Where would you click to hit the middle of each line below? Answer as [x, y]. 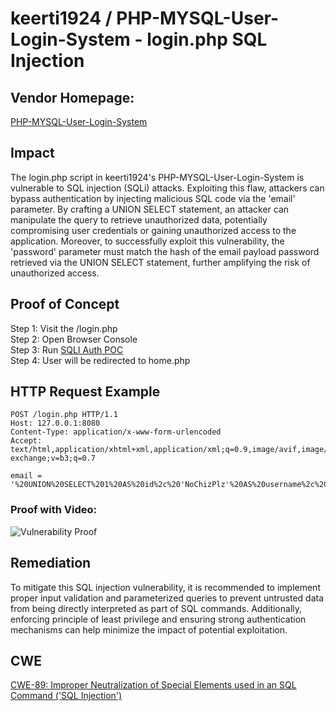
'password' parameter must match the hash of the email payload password [165, 251]
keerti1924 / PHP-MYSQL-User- [145, 18]
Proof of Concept [65, 304]
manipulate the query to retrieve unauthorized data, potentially [139, 219]
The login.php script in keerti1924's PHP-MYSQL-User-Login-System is [157, 177]
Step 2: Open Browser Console [74, 339]
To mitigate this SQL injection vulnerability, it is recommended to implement [165, 587]
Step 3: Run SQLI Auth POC [67, 349]
